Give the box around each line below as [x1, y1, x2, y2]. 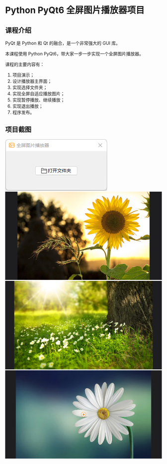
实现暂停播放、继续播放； [12, 97, 65, 103]
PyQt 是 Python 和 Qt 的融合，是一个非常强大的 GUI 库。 [5, 40, 121, 46]
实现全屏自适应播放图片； [12, 91, 65, 96]
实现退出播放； [12, 103, 43, 109]
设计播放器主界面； [12, 78, 52, 84]
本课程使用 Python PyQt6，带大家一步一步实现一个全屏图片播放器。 [5, 51, 144, 56]
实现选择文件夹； [12, 84, 48, 90]
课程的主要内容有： [5, 61, 45, 67]
